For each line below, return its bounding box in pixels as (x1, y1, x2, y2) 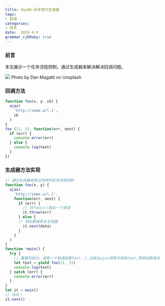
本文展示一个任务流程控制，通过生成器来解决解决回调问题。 (5, 64, 126, 70)
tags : (5, 12, 16, 17)
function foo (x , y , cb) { (5, 99, 58, 104)
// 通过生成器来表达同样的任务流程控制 (5, 178, 74, 183)
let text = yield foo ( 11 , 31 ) (14, 260, 76, 265)
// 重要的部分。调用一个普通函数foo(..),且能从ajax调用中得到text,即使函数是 (14, 256, 157, 261)
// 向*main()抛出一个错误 (23, 205, 71, 211)
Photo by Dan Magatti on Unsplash (11, 74, 82, 80)
